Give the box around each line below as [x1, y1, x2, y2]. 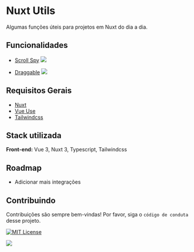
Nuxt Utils [6, 4, 56, 18]
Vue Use [14, 107, 36, 115]
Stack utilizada [6, 130, 62, 140]
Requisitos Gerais [6, 86, 72, 96]
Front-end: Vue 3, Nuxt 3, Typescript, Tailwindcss [6, 146, 127, 153]
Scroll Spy [14, 57, 40, 64]
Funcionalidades [6, 40, 69, 50]
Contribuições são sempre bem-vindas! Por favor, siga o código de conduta [6, 211, 189, 218]
